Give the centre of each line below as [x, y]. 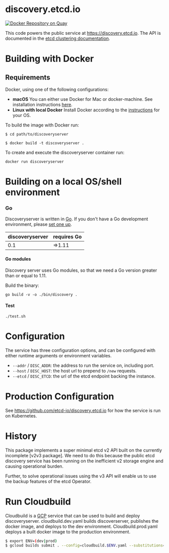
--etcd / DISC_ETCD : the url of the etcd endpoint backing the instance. [84, 376]
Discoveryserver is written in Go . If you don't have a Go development [77, 219]
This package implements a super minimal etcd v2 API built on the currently [84, 450]
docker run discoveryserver [35, 162]
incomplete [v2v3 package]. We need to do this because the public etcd [80, 455]
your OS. [22, 115]
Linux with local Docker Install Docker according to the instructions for [86, 110]
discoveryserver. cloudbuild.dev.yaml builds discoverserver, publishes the [82, 521]
